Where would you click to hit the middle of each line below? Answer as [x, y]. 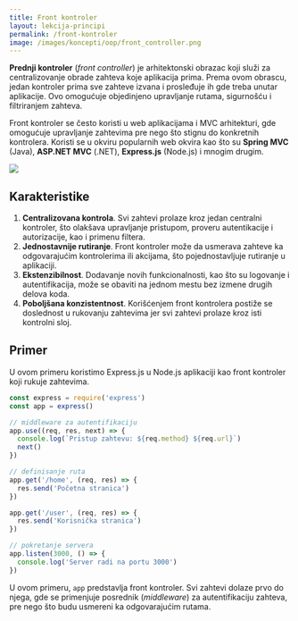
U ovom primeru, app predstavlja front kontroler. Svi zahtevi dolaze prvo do [146, 587]
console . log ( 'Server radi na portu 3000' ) [97, 562]
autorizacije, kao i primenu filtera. [83, 237]
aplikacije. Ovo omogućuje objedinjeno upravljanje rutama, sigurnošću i [141, 97]
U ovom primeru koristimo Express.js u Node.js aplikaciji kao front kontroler [148, 372]
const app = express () [51, 406]
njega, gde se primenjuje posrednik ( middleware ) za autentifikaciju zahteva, [149, 597]
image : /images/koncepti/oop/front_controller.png [105, 42]
